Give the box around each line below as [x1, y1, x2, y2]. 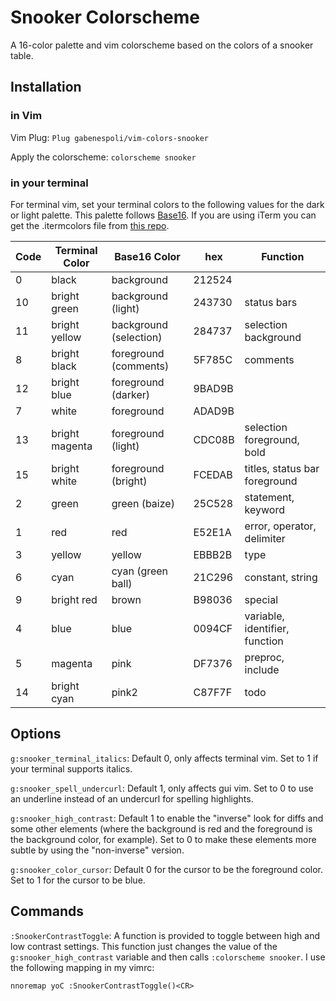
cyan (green [111, 564, 169, 578]
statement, [244, 490, 295, 504]
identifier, [244, 621, 290, 635]
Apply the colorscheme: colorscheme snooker [10, 151, 197, 163]
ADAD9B [193, 404, 235, 418]
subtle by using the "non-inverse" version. [10, 844, 185, 856]
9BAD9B [193, 381, 234, 395]
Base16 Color [114, 249, 181, 263]
